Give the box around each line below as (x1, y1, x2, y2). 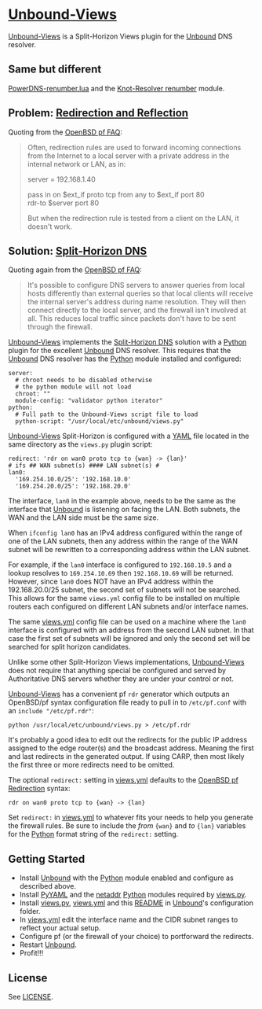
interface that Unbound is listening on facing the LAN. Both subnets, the (8, 505, 241, 514)
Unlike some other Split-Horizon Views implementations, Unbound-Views (8, 657, 245, 667)
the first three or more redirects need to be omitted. (8, 760, 175, 770)
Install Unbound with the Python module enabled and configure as (19, 873, 234, 882)
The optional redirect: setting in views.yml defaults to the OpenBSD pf (8, 775, 239, 785)
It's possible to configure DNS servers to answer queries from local (27, 281, 246, 290)
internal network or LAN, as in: (27, 159, 126, 168)
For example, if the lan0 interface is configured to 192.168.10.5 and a (8, 560, 232, 569)
